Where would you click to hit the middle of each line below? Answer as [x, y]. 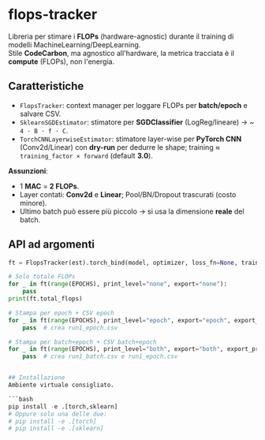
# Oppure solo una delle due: [58, 414]
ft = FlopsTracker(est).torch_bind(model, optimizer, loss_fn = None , [123, 263]
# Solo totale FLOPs [42, 277]
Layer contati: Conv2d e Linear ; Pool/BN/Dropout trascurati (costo [128, 194]
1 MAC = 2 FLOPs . [49, 186]
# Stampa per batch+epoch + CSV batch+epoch [82, 342]
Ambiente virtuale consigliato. [61, 385]
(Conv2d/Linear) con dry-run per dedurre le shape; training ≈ [120, 147]
